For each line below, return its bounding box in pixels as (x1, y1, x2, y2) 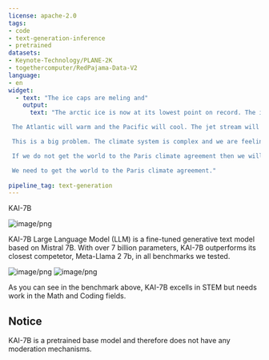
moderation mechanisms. (8, 344, 92, 354)
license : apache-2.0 (8, 11, 78, 20)
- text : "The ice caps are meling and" (15, 94, 149, 102)
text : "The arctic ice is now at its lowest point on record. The (29, 109, 256, 117)
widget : (8, 86, 34, 95)
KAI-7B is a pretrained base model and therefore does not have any (8, 336, 231, 346)
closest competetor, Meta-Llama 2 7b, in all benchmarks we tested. (8, 252, 231, 261)
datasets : (8, 49, 42, 57)
